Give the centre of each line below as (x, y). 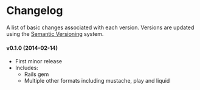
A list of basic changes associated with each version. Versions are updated (100, 27)
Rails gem (36, 74)
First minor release (39, 61)
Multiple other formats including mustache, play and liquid (97, 81)
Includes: (26, 68)
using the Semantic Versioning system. (55, 33)
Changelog (35, 11)
